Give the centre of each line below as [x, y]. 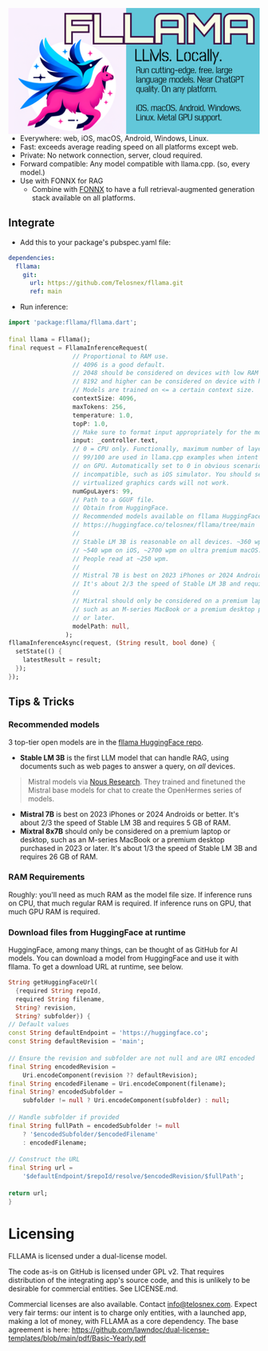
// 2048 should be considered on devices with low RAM [166, 373]
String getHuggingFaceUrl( [53, 983]
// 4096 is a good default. [119, 365]
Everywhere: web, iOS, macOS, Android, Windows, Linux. [114, 138]
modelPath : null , [101, 626]
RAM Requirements [47, 877]
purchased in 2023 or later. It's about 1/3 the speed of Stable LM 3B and [138, 848]
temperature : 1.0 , [103, 415]
